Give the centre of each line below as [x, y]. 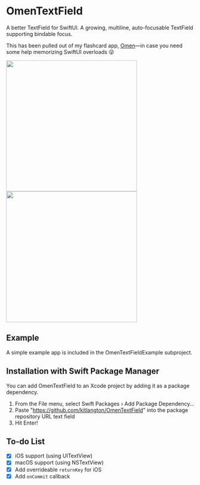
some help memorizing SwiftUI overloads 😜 [60, 51]
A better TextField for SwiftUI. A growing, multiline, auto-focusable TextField [100, 28]
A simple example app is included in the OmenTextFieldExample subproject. [99, 352]
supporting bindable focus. [39, 34]
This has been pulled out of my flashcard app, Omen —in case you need [94, 46]
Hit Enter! [26, 423]
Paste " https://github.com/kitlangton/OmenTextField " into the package [101, 410]
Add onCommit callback [42, 476]
